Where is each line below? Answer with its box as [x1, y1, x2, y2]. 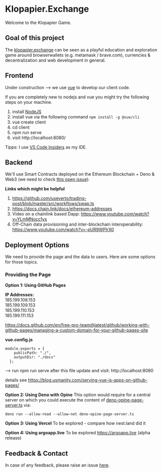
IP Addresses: [5, 292, 34, 298]
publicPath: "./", [14, 351, 51, 355]
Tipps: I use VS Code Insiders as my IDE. [5, 144, 87, 150]
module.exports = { [5, 346, 45, 351]
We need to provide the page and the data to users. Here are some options [5, 254, 156, 260]
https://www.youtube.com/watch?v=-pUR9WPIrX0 [12, 227, 114, 233]
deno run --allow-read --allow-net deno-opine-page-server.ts [5, 412, 134, 417]
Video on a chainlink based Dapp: [12, 211, 80, 217]
